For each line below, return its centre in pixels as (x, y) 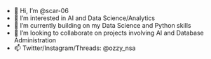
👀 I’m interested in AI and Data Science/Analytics (84, 18)
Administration (35, 40)
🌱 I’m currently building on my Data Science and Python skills (102, 25)
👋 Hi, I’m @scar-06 (41, 11)
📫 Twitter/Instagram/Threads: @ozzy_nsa (75, 48)
